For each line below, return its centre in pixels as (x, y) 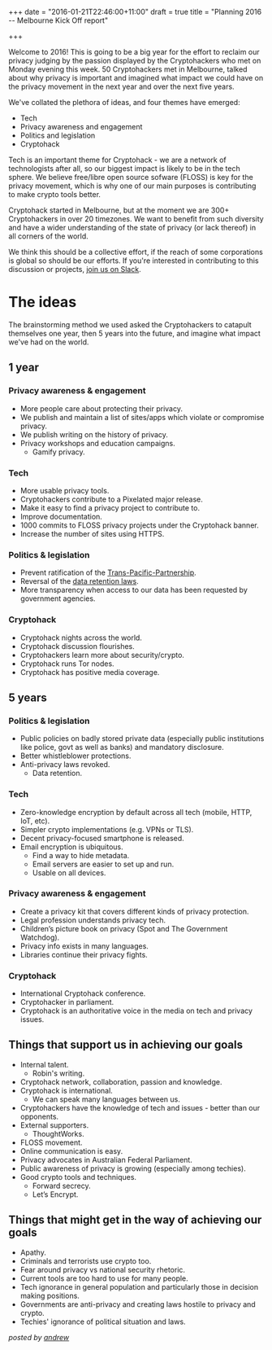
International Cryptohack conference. (83, 993)
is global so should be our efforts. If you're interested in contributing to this (134, 261)
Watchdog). (40, 937)
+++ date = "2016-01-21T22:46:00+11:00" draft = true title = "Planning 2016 (135, 12)
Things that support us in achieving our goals (126, 1045)
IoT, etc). (35, 821)
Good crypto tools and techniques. (78, 1177)
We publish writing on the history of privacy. (94, 434)
